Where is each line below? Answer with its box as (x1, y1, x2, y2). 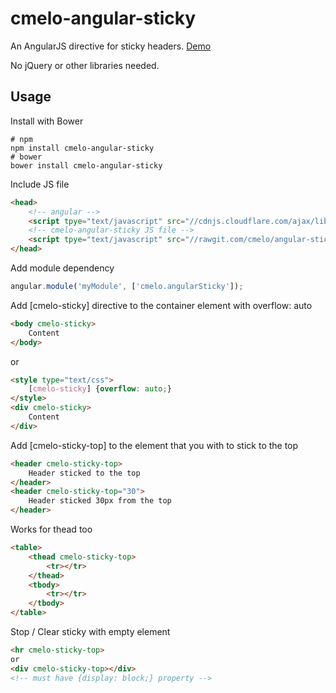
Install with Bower (10, 115, 84, 127)
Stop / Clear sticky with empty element (10, 626, 171, 637)
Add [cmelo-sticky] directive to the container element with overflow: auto (10, 299, 313, 311)
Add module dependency (10, 262, 115, 274)
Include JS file (10, 178, 70, 190)
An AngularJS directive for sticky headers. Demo (10, 40, 212, 52)
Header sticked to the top (28, 468, 141, 478)
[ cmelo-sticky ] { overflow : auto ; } (28, 384, 172, 394)
